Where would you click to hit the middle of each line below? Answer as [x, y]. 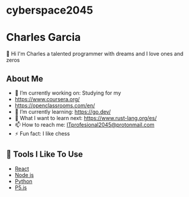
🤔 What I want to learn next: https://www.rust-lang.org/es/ [86, 118]
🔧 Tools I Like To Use [44, 154]
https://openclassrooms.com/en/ [55, 105]
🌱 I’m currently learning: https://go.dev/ [63, 112]
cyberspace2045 [50, 10]
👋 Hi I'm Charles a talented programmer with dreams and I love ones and [95, 54]
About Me [25, 78]
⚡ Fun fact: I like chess [42, 133]
